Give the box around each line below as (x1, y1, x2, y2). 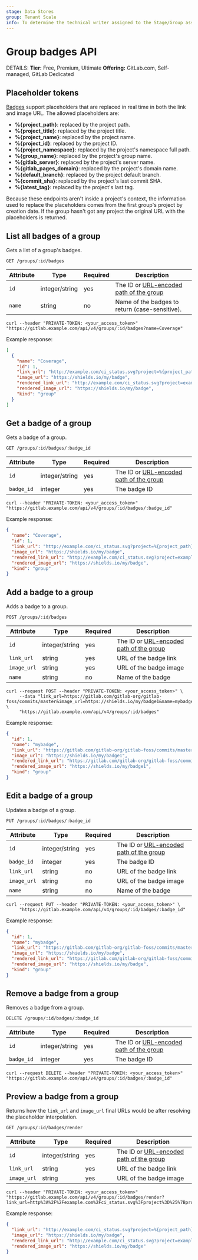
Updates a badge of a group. (6, 806, 77, 813)
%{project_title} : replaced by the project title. (14, 127, 127, 134)
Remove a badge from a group (6, 988, 119, 999)
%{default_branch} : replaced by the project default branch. (14, 171, 161, 179)
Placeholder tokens (6, 88, 79, 98)
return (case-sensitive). (115, 305, 182, 313)
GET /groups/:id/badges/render (6, 1125, 83, 1131)
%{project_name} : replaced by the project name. (14, 134, 136, 141)
